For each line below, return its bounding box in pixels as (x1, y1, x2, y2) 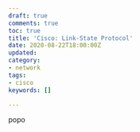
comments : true (8, 19, 59, 27)
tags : (8, 71, 26, 79)
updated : (8, 49, 37, 57)
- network (8, 64, 41, 72)
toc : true (8, 26, 41, 34)
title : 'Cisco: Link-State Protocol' (8, 34, 134, 42)
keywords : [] (8, 86, 52, 94)
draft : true (8, 11, 48, 20)
